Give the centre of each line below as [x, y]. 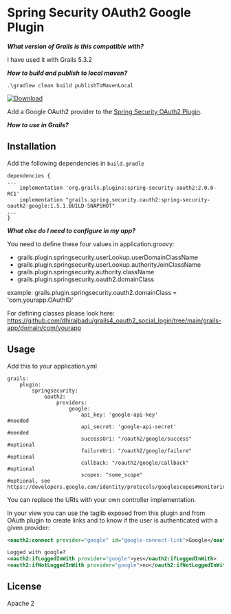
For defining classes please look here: [61, 313]
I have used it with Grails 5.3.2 [50, 59]
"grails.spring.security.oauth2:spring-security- [138, 200]
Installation [32, 147]
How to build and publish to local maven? [67, 73]
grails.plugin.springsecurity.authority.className [86, 272]
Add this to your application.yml [52, 366]
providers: [72, 403]
